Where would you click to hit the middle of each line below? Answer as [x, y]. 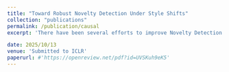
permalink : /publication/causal [53, 26]
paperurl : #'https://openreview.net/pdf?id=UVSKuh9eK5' [88, 58]
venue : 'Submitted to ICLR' [47, 51]
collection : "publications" [47, 20]
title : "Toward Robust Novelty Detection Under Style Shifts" [98, 13]
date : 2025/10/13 [32, 45]
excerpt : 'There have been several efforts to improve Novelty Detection [115, 33]
